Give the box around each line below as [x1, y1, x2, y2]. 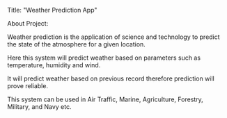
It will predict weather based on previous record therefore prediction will [7, 74, 214, 83]
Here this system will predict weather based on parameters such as [7, 53, 201, 62]
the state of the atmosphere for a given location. [7, 40, 146, 48]
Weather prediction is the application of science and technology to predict [7, 33, 221, 41]
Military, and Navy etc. [7, 103, 72, 110]
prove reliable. [7, 82, 49, 90]
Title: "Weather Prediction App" [7, 6, 97, 14]
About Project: [7, 19, 49, 27]
